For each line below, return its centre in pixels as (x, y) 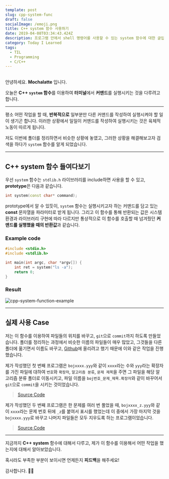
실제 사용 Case (27, 322)
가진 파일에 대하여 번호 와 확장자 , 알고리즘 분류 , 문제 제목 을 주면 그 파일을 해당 (82, 372)
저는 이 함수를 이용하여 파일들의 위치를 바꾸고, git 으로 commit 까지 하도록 (76, 336)
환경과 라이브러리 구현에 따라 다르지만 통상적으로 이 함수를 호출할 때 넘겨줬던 (80, 219)
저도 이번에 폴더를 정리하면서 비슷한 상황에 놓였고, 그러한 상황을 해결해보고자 (80, 138)
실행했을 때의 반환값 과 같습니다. (49, 225)
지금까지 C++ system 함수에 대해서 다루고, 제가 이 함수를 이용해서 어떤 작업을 (82, 443)
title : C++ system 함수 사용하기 (37, 29)
